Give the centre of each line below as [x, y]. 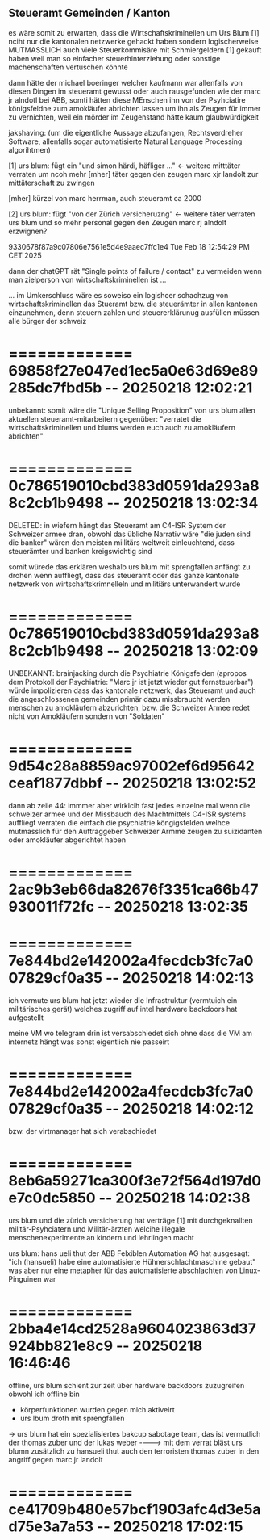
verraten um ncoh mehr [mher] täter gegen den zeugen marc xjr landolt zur [133, 174]
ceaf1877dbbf [56, 783]
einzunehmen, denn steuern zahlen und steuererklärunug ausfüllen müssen [134, 312]
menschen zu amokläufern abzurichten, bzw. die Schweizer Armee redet [129, 707]
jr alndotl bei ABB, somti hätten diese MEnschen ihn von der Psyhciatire [127, 99]
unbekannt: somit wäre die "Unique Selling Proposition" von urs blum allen [132, 410]
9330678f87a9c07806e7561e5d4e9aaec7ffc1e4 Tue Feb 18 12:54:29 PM [129, 246]
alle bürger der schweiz [48, 321]
